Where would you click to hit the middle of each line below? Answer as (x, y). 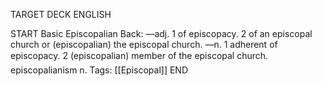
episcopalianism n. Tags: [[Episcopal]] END (99, 70)
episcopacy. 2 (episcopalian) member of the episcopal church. (139, 55)
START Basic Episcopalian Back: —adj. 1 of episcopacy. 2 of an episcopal (161, 33)
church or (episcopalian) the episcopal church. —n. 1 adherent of (144, 44)
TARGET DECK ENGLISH (61, 14)
